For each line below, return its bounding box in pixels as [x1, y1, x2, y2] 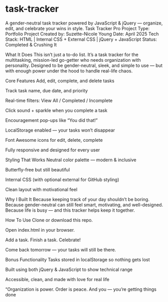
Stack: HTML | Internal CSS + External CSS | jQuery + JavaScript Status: [5, 36, 157, 42]
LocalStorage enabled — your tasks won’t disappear [5, 127, 116, 133]
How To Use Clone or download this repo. [5, 217, 93, 223]
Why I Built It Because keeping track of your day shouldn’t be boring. [5, 196, 150, 202]
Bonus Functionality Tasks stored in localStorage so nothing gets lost [5, 256, 150, 263]
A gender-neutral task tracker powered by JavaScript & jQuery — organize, [5, 20, 163, 26]
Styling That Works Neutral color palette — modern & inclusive [5, 157, 136, 163]
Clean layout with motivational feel [5, 186, 78, 192]
